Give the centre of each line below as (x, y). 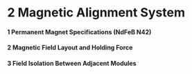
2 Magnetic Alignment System (96, 13)
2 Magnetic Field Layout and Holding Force (70, 48)
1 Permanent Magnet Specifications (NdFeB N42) (79, 32)
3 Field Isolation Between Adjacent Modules (72, 63)
